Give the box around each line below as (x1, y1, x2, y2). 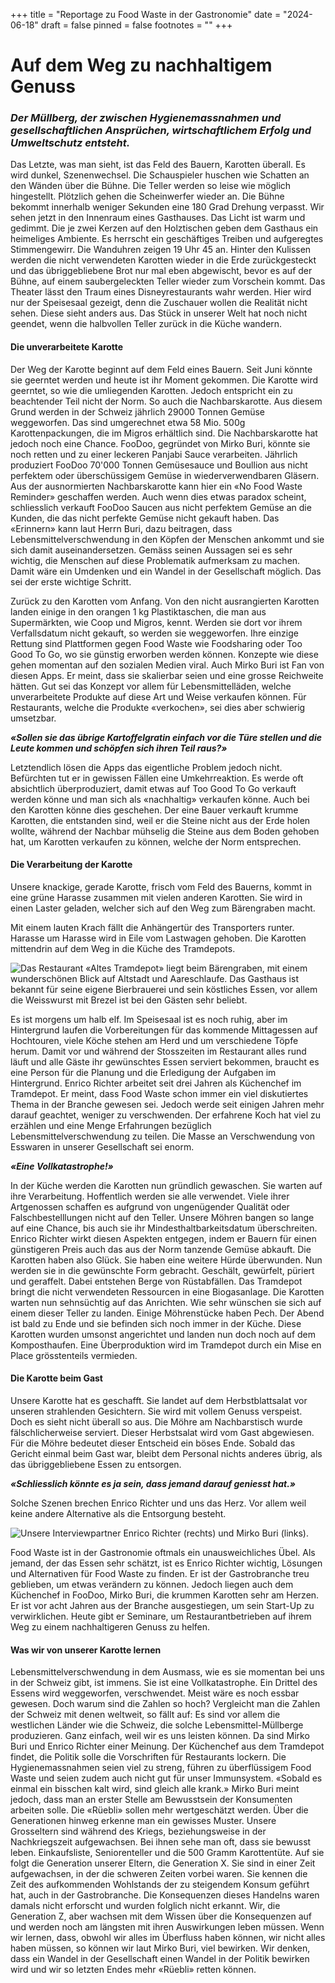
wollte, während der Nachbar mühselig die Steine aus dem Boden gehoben (10, 825, 320, 837)
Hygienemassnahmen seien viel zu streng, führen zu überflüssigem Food (10, 1762, 312, 1774)
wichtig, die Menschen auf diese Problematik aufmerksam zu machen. (10, 554, 301, 566)
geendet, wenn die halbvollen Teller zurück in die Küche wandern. (10, 318, 283, 330)
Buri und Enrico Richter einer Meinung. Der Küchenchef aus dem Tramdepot (10, 1740, 325, 1753)
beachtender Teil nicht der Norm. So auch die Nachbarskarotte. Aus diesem (10, 395, 323, 407)
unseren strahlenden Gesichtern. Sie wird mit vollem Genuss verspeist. (10, 1405, 303, 1418)
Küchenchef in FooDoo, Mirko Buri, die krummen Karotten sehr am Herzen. (10, 1589, 320, 1601)
